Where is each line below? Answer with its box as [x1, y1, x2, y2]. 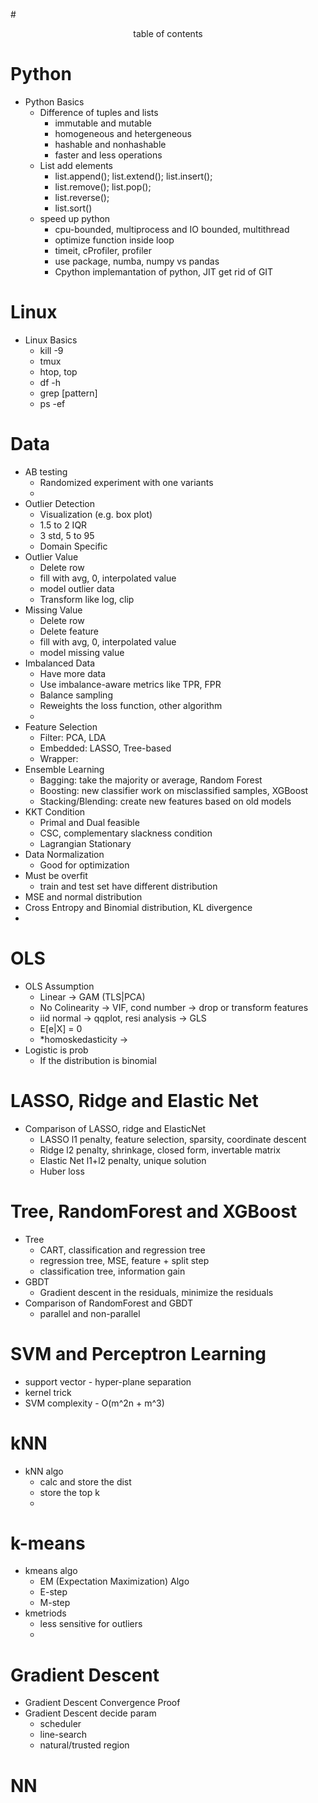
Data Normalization [24, 848, 105, 860]
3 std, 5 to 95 [39, 529, 95, 541]
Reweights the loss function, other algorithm [39, 699, 223, 711]
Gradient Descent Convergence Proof [24, 1697, 181, 1709]
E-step [39, 1586, 68, 1598]
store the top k [39, 1486, 100, 1498]
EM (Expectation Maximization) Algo [39, 1575, 190, 1588]
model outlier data [39, 582, 115, 594]
